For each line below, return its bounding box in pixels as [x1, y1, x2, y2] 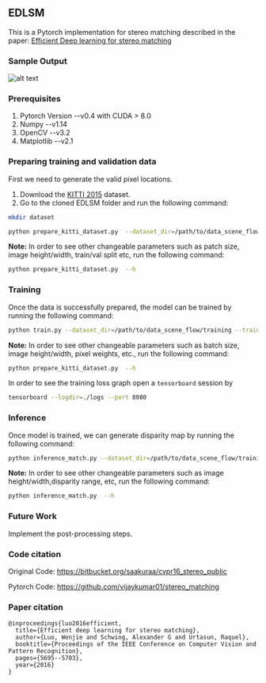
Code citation [8, 548, 62, 560]
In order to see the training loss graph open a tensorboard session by [8, 378, 234, 388]
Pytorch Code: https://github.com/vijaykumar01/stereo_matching [8, 582, 220, 591]
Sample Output [8, 55, 67, 66]
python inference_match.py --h [8, 492, 115, 500]
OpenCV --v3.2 [19, 128, 70, 138]
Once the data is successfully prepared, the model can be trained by [8, 302, 232, 312]
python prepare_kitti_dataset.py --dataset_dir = [8, 227, 176, 236]
